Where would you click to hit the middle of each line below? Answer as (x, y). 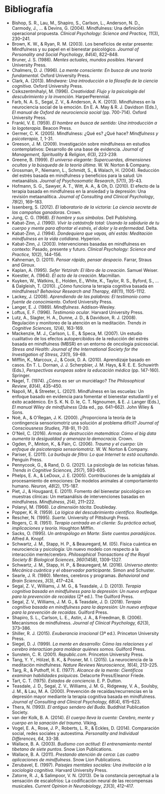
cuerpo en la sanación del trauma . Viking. (54, 723)
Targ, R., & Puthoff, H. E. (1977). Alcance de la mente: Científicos (77, 670)
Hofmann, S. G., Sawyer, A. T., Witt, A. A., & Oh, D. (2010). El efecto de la (86, 186)
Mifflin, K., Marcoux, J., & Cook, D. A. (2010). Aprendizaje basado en (81, 360)
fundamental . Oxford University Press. (51, 75)
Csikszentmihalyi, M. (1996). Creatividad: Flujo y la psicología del (78, 91)
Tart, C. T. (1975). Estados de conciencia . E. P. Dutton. (67, 681)
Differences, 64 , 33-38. (36, 739)
